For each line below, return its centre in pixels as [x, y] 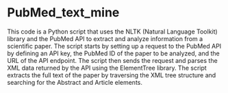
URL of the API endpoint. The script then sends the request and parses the [112, 60]
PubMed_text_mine [63, 13]
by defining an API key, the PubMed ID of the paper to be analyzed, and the [114, 53]
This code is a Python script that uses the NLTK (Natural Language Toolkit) [112, 31]
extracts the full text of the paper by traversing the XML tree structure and [112, 75]
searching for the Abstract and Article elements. [75, 82]
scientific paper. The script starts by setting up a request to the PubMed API [114, 46]
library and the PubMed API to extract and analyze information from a [105, 38]
